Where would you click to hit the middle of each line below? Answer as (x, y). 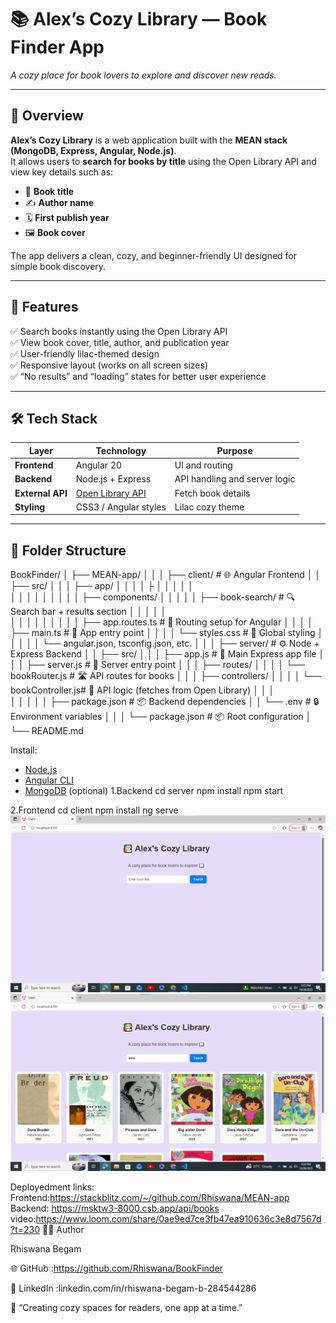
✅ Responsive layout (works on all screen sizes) (109, 365)
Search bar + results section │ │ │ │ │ (88, 612)
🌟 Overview (47, 116)
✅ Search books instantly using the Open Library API (119, 331)
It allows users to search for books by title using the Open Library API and (163, 161)
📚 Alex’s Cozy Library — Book (139, 19)
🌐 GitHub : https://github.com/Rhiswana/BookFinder (116, 1268)
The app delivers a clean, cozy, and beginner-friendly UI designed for (154, 255)
